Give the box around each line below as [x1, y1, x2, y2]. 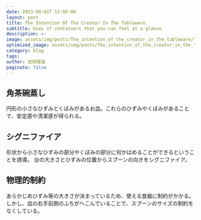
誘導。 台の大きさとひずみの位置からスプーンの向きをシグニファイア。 [16, 156, 190, 163]
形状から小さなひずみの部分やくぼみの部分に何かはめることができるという [6, 149, 190, 155]
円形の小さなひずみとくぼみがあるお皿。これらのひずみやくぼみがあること [6, 105, 190, 112]
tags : [6, 53, 20, 59]
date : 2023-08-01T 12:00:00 [6, 8, 77, 15]
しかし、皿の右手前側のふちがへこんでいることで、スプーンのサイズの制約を [6, 200, 194, 207]
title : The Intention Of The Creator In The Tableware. [6, 20, 148, 26]
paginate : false [6, 64, 47, 71]
